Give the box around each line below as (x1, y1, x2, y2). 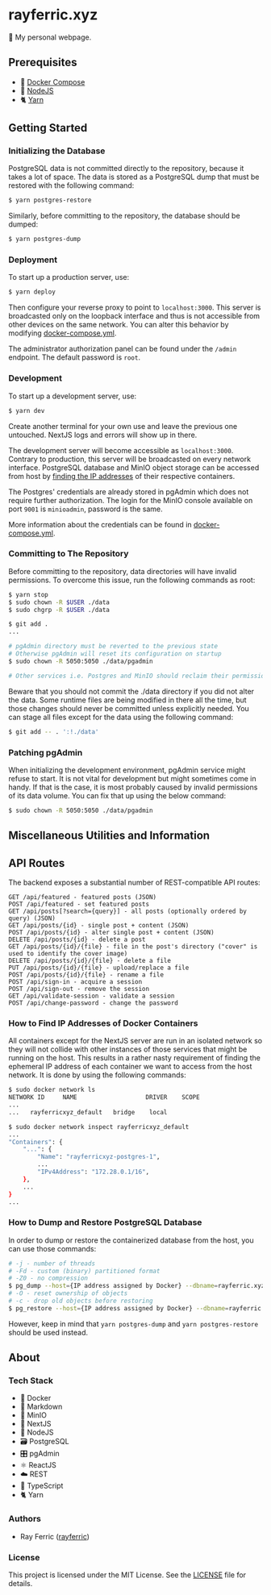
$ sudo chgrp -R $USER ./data (8, 606, 110, 614)
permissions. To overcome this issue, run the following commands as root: (8, 575, 256, 585)
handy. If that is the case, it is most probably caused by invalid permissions (8, 782, 258, 792)
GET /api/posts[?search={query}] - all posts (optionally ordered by (8, 907, 248, 915)
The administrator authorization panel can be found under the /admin (8, 344, 237, 354)
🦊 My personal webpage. (8, 32, 92, 42)
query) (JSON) (8, 914, 56, 922)
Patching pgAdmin (8, 747, 83, 758)
